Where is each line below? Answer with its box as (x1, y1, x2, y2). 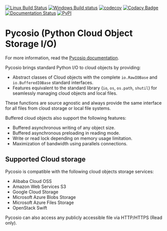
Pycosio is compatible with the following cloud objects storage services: (5, 168, 154, 174)
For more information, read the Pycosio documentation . (5, 55, 119, 61)
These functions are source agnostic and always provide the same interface (5, 100, 162, 106)
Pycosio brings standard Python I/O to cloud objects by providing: (5, 64, 141, 70)
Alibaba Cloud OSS (12, 178, 52, 184)
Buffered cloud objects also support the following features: (5, 115, 126, 121)
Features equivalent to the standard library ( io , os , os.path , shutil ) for (12, 85, 157, 91)
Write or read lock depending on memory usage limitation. (12, 135, 132, 141)
